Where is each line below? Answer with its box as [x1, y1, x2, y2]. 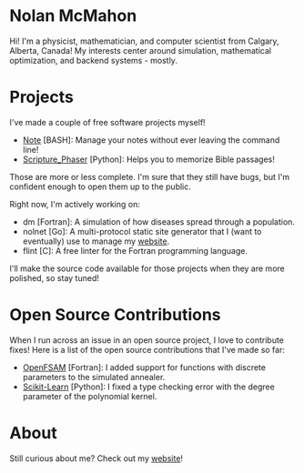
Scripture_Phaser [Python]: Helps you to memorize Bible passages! [22, 154, 275, 165]
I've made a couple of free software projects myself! [9, 116, 207, 127]
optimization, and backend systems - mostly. [9, 55, 177, 65]
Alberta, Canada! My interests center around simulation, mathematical [9, 45, 271, 55]
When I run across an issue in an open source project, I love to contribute [9, 334, 285, 346]
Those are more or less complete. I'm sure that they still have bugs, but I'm [9, 171, 290, 182]
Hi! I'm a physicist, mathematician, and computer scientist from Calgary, [9, 35, 279, 46]
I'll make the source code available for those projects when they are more [9, 263, 285, 274]
